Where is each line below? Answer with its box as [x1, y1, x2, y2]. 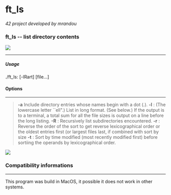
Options [5, 85, 23, 91]
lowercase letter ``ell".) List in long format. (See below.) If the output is [17, 107, 164, 113]
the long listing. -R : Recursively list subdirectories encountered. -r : [17, 118, 160, 124]
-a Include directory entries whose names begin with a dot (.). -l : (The [17, 102, 166, 108]
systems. [5, 184, 24, 190]
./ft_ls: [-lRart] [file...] [5, 74, 49, 80]
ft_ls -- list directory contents [5, 33, 80, 40]
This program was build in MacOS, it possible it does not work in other [5, 178, 153, 184]
